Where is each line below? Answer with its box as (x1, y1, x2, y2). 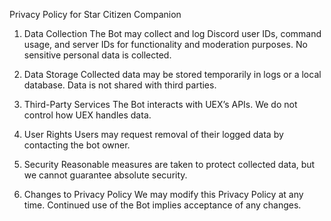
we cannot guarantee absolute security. (23, 169, 188, 181)
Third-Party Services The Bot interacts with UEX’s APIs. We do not (23, 99, 298, 110)
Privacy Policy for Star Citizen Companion (9, 9, 182, 20)
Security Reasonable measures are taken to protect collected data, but (23, 159, 316, 170)
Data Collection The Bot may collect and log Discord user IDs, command (23, 28, 322, 39)
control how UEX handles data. (23, 109, 152, 121)
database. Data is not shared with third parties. (23, 79, 217, 91)
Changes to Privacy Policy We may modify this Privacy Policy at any (23, 189, 304, 200)
